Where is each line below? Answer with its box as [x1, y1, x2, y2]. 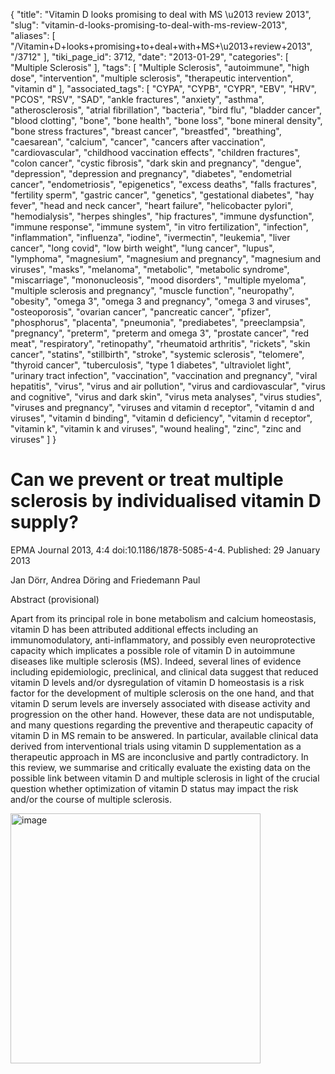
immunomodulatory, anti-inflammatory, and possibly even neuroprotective [10, 634, 316, 646]
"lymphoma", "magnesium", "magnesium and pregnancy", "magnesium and [10, 253, 322, 264]
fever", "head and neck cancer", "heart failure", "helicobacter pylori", [10, 200, 294, 211]
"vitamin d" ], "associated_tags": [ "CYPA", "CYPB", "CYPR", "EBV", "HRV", [10, 83, 317, 94]
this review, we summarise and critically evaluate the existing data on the [10, 761, 311, 773]
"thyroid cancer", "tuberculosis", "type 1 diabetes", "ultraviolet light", [10, 359, 292, 371]
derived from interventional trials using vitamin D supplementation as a [10, 740, 302, 752]
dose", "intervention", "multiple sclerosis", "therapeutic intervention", [10, 72, 293, 84]
